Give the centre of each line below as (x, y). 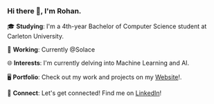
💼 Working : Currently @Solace (51, 50)
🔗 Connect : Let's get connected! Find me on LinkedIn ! (84, 93)
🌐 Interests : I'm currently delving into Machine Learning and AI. (98, 63)
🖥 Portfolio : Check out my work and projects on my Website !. (95, 77)
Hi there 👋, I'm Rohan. (44, 11)
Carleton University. (36, 37)
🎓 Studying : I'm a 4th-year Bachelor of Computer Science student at (107, 26)
